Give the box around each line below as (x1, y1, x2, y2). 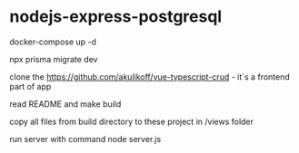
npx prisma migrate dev (9, 53, 98, 64)
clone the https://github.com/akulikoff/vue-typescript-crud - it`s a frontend (9, 71, 290, 82)
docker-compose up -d (9, 36, 97, 47)
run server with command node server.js (9, 133, 162, 144)
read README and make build (9, 98, 122, 110)
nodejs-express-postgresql (9, 6, 223, 27)
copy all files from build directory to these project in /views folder (9, 116, 254, 127)
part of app (9, 81, 52, 91)
